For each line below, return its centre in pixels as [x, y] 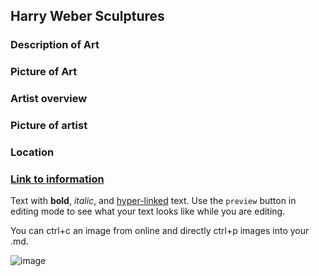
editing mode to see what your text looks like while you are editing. [148, 211]
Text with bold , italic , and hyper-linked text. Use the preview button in [153, 201]
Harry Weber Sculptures [87, 16]
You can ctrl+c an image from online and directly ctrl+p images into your [160, 231]
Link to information [57, 179]
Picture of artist [49, 126]
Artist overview [49, 99]
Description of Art [55, 45]
